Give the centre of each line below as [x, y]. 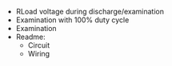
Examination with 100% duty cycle [72, 20]
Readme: [30, 37]
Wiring [39, 54]
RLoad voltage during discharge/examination [90, 12]
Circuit [39, 45]
